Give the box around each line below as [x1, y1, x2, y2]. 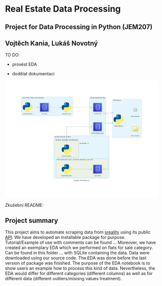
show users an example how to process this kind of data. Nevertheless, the [5, 265, 155, 271]
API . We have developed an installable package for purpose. [5, 234, 126, 240]
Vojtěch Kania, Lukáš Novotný [5, 39, 98, 47]
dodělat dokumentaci [12, 71, 55, 77]
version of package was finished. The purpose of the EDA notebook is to [5, 260, 150, 266]
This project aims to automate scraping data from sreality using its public [5, 229, 151, 235]
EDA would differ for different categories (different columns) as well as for [5, 270, 153, 276]
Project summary [5, 216, 58, 224]
